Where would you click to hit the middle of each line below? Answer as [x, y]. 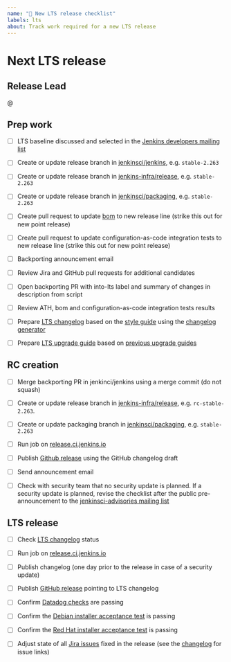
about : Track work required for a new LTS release [82, 26]
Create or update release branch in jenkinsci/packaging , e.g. [103, 196]
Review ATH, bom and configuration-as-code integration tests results [116, 307]
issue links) [33, 652]
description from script [50, 294]
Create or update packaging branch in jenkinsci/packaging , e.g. [108, 424]
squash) [29, 389]
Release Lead [37, 86]
